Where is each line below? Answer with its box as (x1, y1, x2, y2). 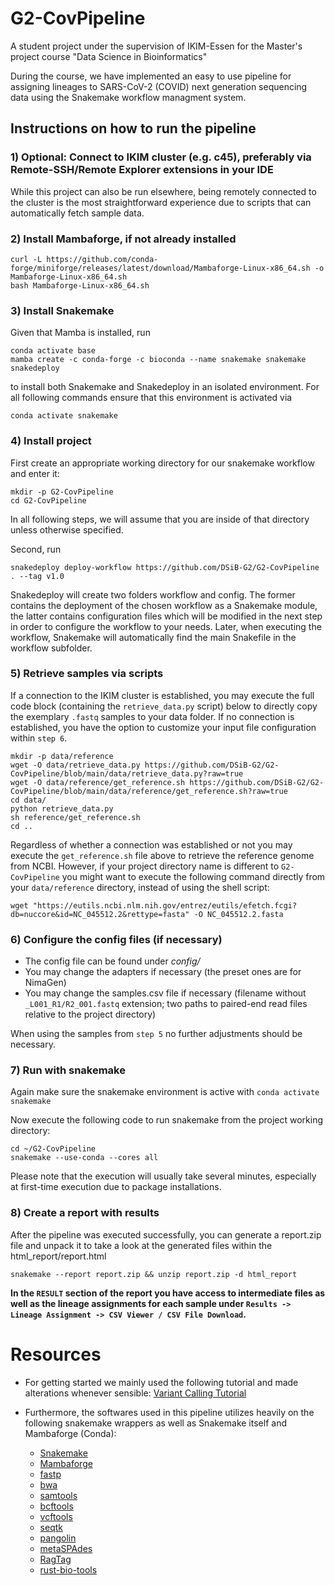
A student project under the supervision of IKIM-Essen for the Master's (10, 40, 303, 52)
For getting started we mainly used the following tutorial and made (24, 1376, 299, 1388)
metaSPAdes (39, 1542, 93, 1554)
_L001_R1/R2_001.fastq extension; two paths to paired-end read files (24, 998, 308, 1010)
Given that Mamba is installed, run (10, 327, 151, 339)
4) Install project (10, 434, 92, 448)
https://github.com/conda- (46, 254, 159, 264)
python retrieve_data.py (10, 803, 114, 814)
